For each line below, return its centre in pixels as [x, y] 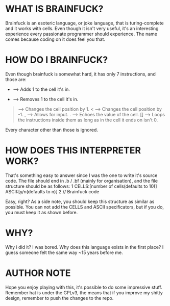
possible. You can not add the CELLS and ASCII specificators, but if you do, [85, 207]
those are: [16, 79]
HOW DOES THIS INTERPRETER [73, 150]
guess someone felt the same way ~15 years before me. [64, 252]
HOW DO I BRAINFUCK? [57, 60]
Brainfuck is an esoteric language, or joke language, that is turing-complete [85, 23]
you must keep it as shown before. [42, 212]
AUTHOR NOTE [38, 273]
